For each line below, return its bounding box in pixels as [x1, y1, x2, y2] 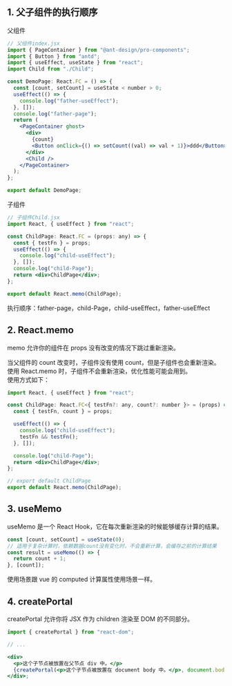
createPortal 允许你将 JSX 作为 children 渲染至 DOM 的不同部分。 [7, 615, 193, 623]
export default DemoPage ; [7, 187, 81, 194]
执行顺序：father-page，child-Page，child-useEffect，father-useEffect [7, 303, 211, 312]
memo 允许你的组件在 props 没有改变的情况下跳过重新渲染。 [7, 343, 180, 352]
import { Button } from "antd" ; [7, 53, 100, 60]
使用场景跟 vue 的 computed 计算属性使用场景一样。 [7, 575, 157, 584]
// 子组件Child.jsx [7, 214, 60, 221]
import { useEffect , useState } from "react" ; [7, 59, 144, 66]
